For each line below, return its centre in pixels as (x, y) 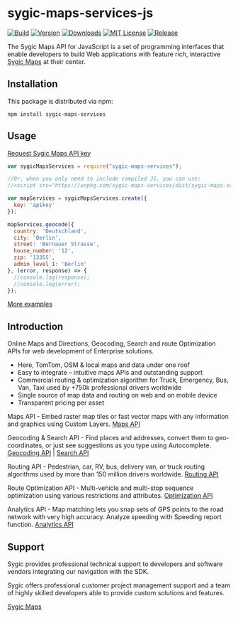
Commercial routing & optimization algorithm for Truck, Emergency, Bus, (123, 380)
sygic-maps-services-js (80, 13)
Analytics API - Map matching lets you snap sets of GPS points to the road (116, 509)
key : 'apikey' (34, 205)
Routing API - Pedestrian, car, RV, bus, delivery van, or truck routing (106, 467)
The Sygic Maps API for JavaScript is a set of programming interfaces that (116, 46)
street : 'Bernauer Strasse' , (57, 244)
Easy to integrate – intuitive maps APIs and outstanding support (110, 373)
